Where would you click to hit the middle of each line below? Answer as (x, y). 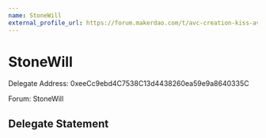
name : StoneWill (35, 15)
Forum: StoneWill (36, 99)
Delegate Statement (59, 123)
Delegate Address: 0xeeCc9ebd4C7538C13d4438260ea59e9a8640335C (129, 84)
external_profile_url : (46, 23)
